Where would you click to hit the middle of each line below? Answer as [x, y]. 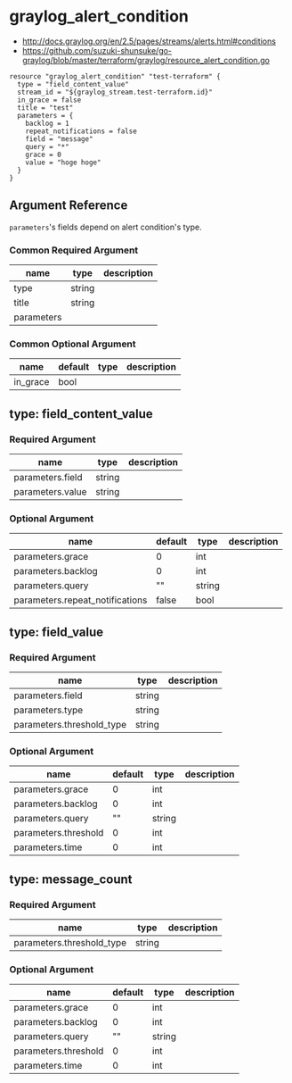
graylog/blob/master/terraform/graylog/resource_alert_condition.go [146, 60]
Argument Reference [69, 206]
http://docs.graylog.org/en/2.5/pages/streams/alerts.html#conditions [149, 41]
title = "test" [45, 108]
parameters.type [49, 710]
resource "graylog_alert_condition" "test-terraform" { [115, 76]
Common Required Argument [74, 250]
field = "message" [59, 139]
